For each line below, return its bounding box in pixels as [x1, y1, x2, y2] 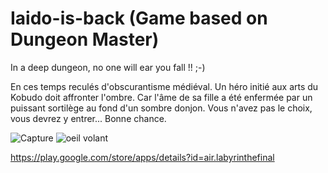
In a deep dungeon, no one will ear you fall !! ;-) [10, 61, 206, 73]
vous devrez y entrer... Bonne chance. [10, 112, 167, 124]
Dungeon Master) [10, 28, 160, 51]
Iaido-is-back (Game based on [10, 7, 268, 30]
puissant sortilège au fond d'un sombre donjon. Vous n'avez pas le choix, [10, 102, 313, 114]
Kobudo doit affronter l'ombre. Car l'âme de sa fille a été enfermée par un [10, 91, 313, 103]
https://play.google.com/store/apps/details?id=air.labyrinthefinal [10, 151, 275, 163]
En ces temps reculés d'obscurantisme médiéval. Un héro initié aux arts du [10, 80, 319, 92]
